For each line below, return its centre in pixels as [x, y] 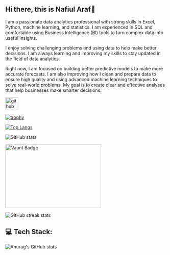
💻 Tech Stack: [29, 232]
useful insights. [21, 38]
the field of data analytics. [33, 59]
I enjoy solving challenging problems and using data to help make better [81, 48]
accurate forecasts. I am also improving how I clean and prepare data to [81, 74]
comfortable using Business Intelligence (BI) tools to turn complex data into [84, 32]
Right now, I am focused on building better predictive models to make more [84, 68]
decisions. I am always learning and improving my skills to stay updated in [83, 53]
